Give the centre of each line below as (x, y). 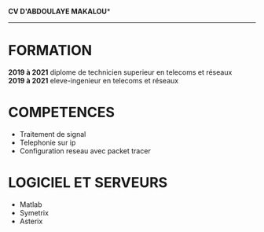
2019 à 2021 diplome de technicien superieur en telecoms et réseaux (120, 72)
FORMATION (50, 51)
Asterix (31, 221)
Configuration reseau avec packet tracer (85, 151)
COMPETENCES (62, 112)
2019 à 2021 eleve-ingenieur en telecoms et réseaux (93, 80)
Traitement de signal (53, 134)
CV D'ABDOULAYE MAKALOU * (59, 11)
